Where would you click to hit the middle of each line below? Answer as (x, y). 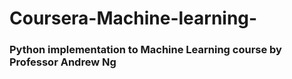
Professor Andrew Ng (63, 62)
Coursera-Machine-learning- (133, 18)
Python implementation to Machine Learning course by (145, 50)
